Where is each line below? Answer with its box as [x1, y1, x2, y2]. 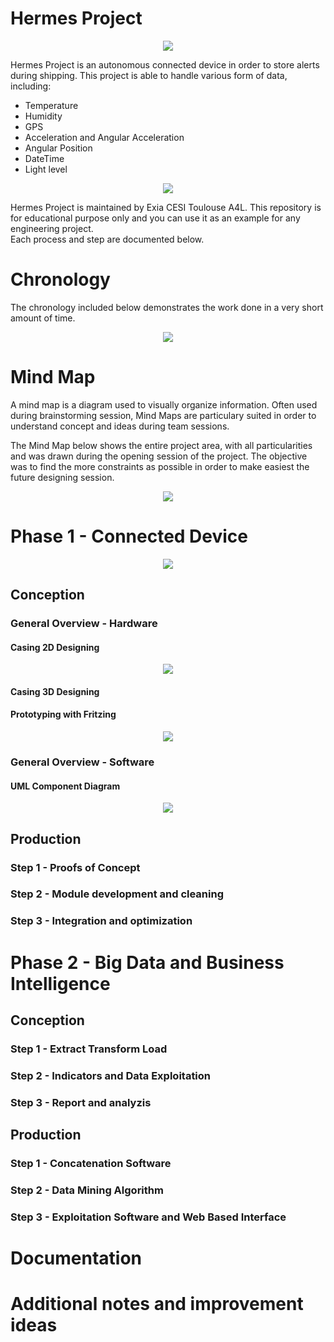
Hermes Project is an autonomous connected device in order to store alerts [10, 58, 320, 71]
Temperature [24, 99, 79, 111]
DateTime [24, 152, 65, 164]
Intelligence [10, 972, 111, 995]
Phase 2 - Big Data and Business [10, 951, 285, 974]
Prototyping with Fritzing [10, 708, 117, 721]
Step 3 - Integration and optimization [10, 914, 193, 928]
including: [10, 80, 52, 92]
